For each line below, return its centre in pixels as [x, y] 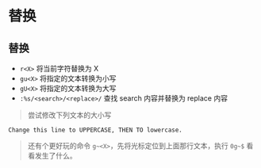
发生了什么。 [56, 156]
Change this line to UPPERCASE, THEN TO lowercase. [95, 130]
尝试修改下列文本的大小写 [69, 115]
